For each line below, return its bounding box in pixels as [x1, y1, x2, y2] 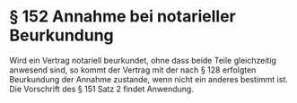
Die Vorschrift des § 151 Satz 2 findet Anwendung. [9, 83, 195, 94]
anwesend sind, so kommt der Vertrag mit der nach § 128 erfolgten [9, 64, 257, 75]
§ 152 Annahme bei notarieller [9, 6, 236, 27]
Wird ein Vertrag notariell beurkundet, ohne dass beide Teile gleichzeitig [9, 55, 276, 65]
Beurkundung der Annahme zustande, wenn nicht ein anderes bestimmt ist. [9, 73, 289, 84]
